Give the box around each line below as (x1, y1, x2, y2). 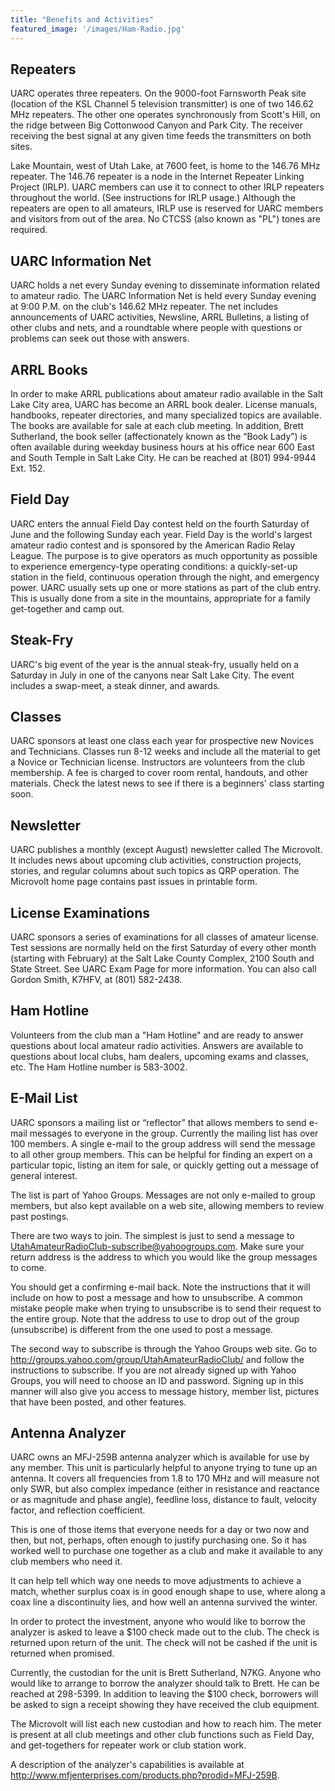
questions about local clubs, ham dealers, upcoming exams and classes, (10, 1050, 309, 1062)
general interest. (10, 1169, 78, 1181)
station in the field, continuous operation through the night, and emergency (10, 571, 320, 583)
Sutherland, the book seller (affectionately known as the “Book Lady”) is (10, 430, 308, 442)
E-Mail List (10, 1090, 78, 1107)
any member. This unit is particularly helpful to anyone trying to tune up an (10, 1462, 318, 1474)
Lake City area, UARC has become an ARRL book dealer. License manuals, (10, 398, 318, 410)
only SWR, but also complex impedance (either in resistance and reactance (10, 1483, 320, 1495)
